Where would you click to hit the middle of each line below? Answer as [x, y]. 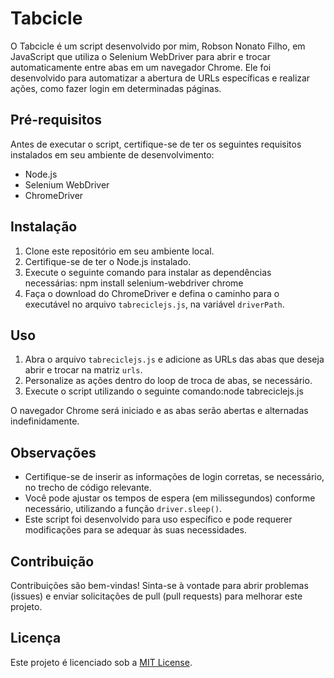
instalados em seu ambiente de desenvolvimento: [112, 154]
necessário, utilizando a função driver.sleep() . [123, 509]
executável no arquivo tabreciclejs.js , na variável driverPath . [154, 304]
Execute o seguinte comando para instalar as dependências [148, 272]
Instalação [44, 227]
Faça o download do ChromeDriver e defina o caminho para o [152, 293]
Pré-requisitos [56, 120]
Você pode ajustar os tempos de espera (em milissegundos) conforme [170, 498]
